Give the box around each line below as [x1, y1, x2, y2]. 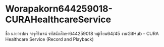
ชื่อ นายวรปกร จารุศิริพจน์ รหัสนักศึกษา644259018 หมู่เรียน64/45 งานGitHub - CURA [5, 30, 159, 36]
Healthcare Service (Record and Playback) [5, 36, 94, 42]
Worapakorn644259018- [5, 3, 113, 15]
